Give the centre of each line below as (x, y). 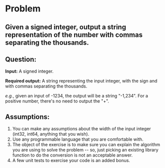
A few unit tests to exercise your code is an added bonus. (71, 161)
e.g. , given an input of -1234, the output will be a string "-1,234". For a (77, 96)
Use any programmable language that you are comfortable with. (78, 139)
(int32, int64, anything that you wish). (51, 134)
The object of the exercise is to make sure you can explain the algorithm (86, 145)
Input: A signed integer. (29, 71)
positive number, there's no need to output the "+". (57, 101)
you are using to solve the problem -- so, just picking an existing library (85, 150)
